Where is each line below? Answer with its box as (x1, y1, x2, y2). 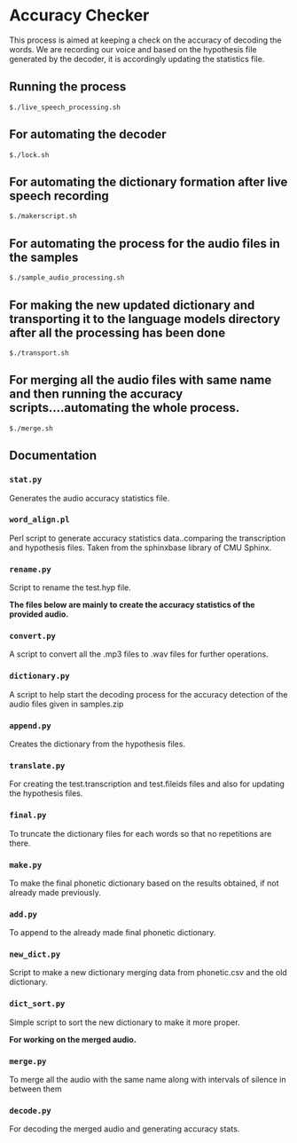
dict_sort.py (9, 999, 66, 1009)
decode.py (9, 1106, 51, 1115)
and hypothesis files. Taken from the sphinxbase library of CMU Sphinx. (9, 542, 272, 553)
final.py (9, 810, 47, 821)
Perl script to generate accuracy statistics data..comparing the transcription (9, 532, 286, 543)
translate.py (9, 761, 66, 770)
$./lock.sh (9, 150, 50, 160)
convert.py (9, 631, 56, 642)
